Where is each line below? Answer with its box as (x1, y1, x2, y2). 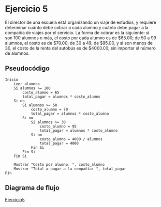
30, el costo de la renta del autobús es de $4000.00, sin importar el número (5, 45, 156, 51)
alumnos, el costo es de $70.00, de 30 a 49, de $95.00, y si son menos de (5, 40, 153, 46)
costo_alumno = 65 (22, 90, 59, 95)
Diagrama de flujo (5, 184, 59, 192)
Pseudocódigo (5, 64, 50, 73)
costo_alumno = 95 (39, 124, 77, 129)
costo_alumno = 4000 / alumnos (39, 137, 103, 142)
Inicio (5, 77, 18, 82)
